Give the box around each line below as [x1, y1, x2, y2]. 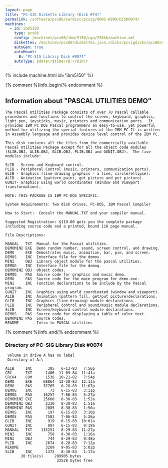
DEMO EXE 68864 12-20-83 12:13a [5, 379, 95, 384]
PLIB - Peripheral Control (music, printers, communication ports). [5, 167, 151, 172]
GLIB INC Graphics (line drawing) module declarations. [5, 299, 135, 304]
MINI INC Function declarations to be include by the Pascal [5, 281, 146, 286]
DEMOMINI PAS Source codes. [5, 316, 66, 321]
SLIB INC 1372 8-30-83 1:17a [5, 449, 95, 454]
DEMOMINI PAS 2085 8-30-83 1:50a [5, 405, 95, 411]
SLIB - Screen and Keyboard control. [5, 162, 84, 168]
